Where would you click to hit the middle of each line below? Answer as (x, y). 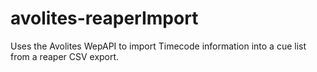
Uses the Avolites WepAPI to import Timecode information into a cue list (158, 46)
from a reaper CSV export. (65, 56)
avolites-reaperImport (104, 18)
